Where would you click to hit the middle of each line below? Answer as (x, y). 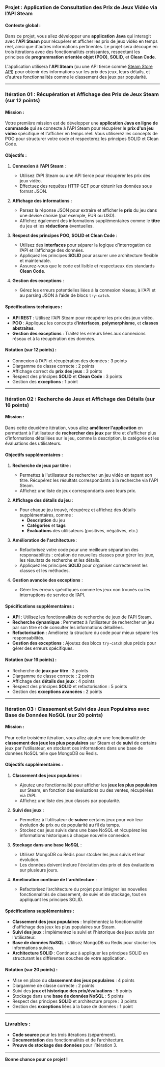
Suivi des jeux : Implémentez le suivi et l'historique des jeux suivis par (83, 932)
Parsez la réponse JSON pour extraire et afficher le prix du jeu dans (88, 210)
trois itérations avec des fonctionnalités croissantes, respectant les (73, 52)
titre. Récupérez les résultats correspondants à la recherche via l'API (89, 480)
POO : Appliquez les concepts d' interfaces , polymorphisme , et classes (85, 323)
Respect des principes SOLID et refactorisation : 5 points (70, 686)
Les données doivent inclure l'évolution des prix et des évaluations (87, 865)
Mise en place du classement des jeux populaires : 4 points (73, 980)
